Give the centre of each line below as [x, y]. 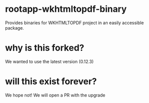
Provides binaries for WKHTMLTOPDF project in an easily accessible [74, 23]
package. [15, 28]
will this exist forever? [51, 82]
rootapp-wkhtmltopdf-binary [66, 9]
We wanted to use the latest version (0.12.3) [49, 61]
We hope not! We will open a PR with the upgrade [55, 95]
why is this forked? [45, 48]
